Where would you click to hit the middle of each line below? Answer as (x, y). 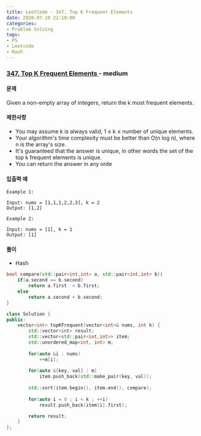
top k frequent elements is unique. (59, 157)
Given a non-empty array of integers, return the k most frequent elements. (100, 102)
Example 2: (20, 219)
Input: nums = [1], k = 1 (39, 230)
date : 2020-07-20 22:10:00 (41, 18)
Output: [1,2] (25, 208)
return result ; (48, 416)
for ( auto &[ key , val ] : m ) (63, 371)
